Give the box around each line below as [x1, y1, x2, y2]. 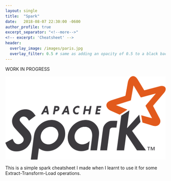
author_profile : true [5, 24, 51, 30]
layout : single [5, 8, 38, 13]
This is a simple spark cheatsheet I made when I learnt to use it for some [5, 165, 158, 171]
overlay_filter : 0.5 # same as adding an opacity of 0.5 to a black [10, 51, 158, 56]
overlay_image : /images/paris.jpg [10, 46, 83, 51]
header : [5, 41, 22, 46]
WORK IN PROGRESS [5, 66, 50, 72]
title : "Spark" [5, 13, 40, 19]
